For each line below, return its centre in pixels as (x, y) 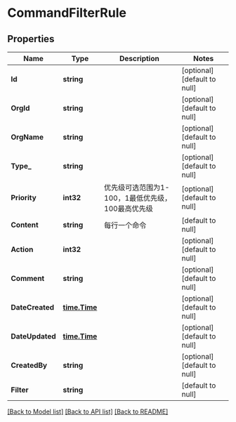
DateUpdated (33, 336)
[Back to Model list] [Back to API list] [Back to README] (88, 411)
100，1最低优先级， (138, 198)
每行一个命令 (125, 225)
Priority (24, 198)
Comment (28, 278)
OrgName (27, 137)
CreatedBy (29, 365)
